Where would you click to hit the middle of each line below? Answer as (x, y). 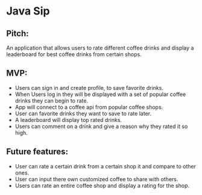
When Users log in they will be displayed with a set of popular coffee (100, 94)
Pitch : (17, 34)
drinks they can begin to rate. (52, 100)
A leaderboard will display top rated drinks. (68, 120)
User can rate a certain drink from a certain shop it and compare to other (105, 166)
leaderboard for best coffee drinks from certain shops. (74, 54)
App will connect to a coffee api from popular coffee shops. (89, 107)
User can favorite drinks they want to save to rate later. (83, 113)
